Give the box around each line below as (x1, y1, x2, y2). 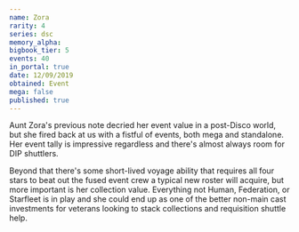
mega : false (9, 87, 53, 96)
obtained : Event (9, 79, 69, 88)
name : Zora (9, 12, 50, 22)
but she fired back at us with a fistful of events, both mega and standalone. (9, 130, 285, 140)
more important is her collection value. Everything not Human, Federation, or (9, 184, 290, 196)
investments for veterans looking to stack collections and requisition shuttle (9, 204, 287, 214)
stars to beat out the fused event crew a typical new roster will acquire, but (9, 175, 285, 186)
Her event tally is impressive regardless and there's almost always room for (9, 139, 285, 149)
